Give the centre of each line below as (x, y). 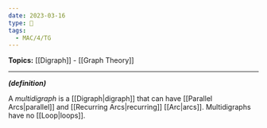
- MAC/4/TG (33, 38)
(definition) (27, 83)
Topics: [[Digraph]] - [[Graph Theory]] (71, 60)
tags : (17, 30)
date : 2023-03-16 (37, 16)
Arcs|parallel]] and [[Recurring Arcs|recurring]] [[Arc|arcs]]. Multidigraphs (130, 107)
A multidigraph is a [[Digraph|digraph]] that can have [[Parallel (110, 99)
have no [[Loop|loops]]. (47, 115)
